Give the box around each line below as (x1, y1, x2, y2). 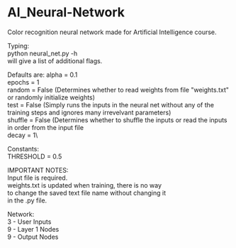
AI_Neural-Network (7, 4, 125, 21)
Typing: (7, 41, 30, 50)
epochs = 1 (7, 77, 40, 86)
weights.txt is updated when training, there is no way (7, 180, 162, 189)
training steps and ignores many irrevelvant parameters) (7, 108, 172, 117)
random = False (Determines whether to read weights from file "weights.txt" (7, 85, 229, 94)
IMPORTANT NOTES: (7, 166, 69, 174)
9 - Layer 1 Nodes (7, 225, 60, 233)
